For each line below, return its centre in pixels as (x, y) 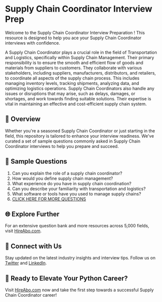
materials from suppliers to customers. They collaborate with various (74, 68)
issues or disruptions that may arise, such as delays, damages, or (70, 94)
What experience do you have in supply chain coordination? (72, 183)
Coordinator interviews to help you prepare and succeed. (62, 146)
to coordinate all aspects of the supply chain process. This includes (72, 78)
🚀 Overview (23, 119)
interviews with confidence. (33, 43)
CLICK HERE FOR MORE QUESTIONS (49, 199)
